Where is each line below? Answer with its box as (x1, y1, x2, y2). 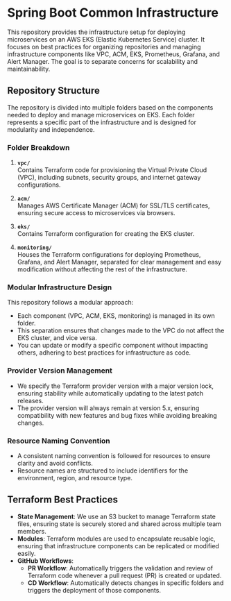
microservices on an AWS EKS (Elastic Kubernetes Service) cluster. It (7, 35, 205, 43)
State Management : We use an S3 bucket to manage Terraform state (17, 512, 216, 520)
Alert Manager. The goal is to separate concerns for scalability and (7, 57, 198, 65)
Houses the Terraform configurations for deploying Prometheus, (17, 251, 201, 259)
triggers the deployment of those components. (27, 586, 162, 594)
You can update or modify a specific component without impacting (17, 341, 208, 350)
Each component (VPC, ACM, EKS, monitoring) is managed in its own (17, 312, 215, 320)
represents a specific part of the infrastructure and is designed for (7, 118, 196, 126)
